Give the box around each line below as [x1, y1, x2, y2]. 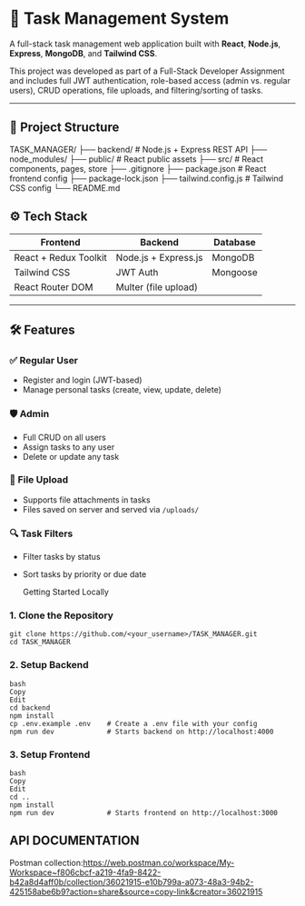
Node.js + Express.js [115, 251, 203, 264]
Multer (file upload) [115, 281, 198, 294]
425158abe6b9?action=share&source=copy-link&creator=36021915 [9, 886, 263, 897]
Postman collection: [9, 857, 84, 868]
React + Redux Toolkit [14, 251, 107, 264]
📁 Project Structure [9, 120, 120, 135]
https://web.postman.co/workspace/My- [83, 857, 235, 868]
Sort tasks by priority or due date [22, 569, 147, 580]
